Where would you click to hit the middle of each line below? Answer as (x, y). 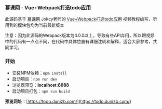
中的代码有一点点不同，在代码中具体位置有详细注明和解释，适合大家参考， (79, 42)
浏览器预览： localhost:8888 (40, 85)
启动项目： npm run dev (34, 79)
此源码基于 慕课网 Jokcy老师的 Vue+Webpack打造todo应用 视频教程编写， (79, 19)
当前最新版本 (51, 25)
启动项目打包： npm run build (41, 91)
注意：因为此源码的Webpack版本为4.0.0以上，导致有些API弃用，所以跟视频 (80, 35)
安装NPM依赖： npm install (39, 73)
